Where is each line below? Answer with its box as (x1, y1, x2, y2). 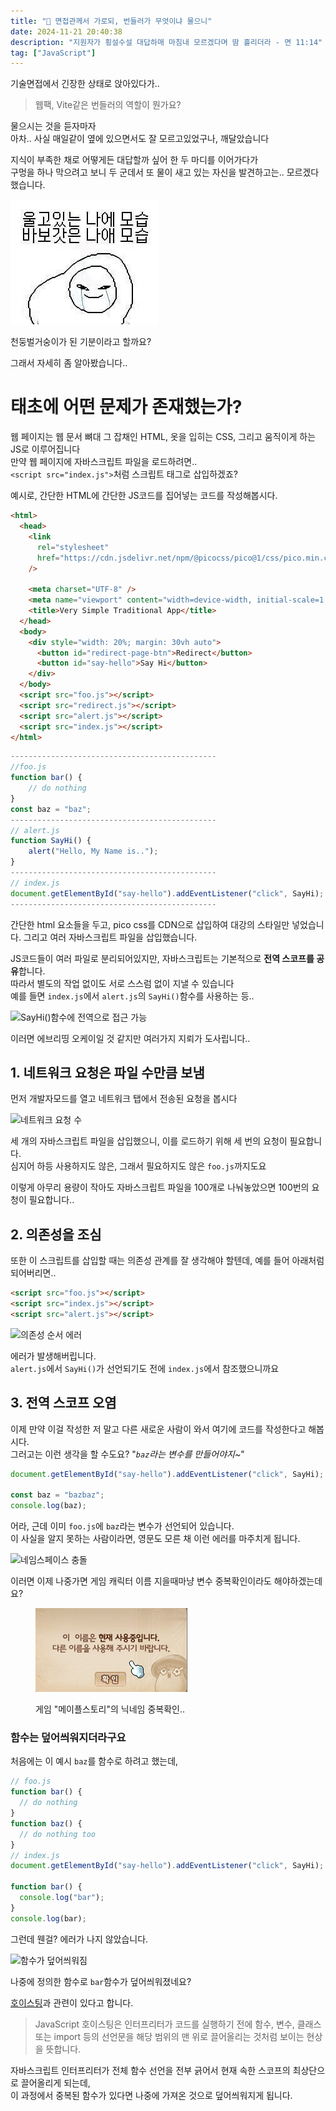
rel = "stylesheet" (36, 542, 110, 552)
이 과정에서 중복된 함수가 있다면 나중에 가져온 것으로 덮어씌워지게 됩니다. (10, 2089, 293, 2101)
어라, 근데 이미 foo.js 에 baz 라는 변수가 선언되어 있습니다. (10, 1520, 235, 1532)
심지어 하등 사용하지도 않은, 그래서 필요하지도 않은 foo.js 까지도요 (10, 1160, 267, 1172)
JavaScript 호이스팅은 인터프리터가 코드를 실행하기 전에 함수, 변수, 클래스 (34, 2018, 322, 2030)
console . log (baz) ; (10, 1501, 87, 1511)
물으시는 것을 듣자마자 (10, 120, 97, 132)
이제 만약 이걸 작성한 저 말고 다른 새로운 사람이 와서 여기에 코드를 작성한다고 (10, 1423, 307, 1435)
